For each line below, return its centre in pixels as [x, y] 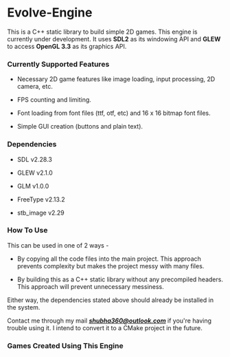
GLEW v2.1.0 [35, 173]
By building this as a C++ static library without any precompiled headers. [120, 279]
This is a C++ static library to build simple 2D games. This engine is [102, 32]
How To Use [27, 230]
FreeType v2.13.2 [41, 199]
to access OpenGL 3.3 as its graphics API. [67, 46]
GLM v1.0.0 [33, 186]
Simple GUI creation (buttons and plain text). [80, 127]
